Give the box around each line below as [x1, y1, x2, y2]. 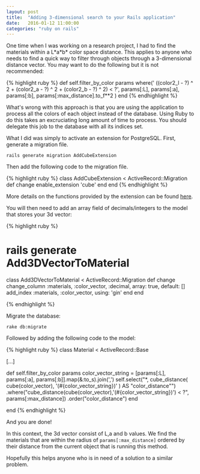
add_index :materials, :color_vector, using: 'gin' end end [6, 289, 144, 297]
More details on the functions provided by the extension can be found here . [6, 193, 193, 200]
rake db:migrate [6, 324, 47, 330]
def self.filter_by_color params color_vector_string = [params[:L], [6, 369, 166, 377]
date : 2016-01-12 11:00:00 [6, 20, 79, 26]
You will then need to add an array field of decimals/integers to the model [6, 205, 188, 212]
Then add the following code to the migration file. [6, 163, 129, 170]
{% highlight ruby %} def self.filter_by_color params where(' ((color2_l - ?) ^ [6, 79, 193, 87]
